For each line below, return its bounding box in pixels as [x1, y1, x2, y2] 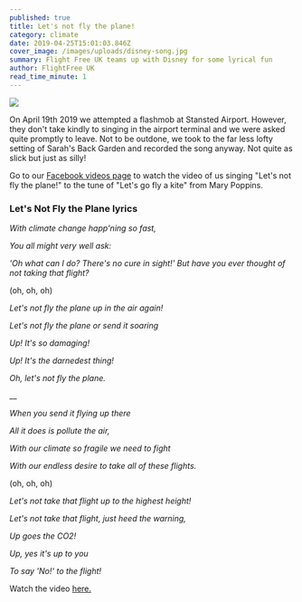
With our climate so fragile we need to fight [9, 443, 171, 454]
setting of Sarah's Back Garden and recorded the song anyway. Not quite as [9, 142, 293, 154]
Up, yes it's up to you [9, 549, 89, 559]
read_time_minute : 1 [9, 72, 88, 81]
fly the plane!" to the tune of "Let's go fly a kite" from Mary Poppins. [9, 179, 264, 190]
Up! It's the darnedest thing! [9, 355, 115, 367]
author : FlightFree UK [9, 64, 95, 73]
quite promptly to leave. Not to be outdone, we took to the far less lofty [9, 133, 274, 144]
